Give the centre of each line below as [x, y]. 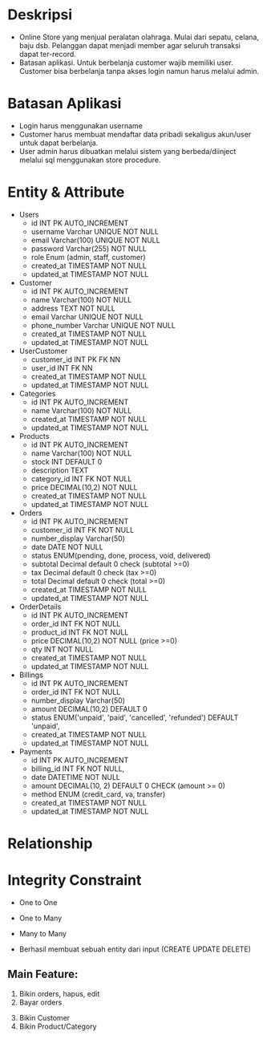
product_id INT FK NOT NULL [80, 632]
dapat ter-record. [48, 54]
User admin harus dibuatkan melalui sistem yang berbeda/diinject [127, 151]
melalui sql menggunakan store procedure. [90, 160]
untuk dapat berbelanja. [59, 143]
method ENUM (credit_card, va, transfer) [98, 794]
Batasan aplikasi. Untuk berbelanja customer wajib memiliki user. [126, 63]
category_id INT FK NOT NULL [81, 478]
